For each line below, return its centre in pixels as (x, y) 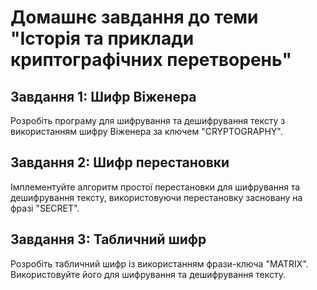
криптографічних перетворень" (151, 60)
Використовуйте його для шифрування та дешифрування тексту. (148, 274)
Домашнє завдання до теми (134, 17)
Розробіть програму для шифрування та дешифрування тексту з (148, 120)
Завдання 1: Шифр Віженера (103, 96)
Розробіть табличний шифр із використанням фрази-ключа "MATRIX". (159, 263)
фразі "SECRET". (45, 208)
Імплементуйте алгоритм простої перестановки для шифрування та (155, 187)
